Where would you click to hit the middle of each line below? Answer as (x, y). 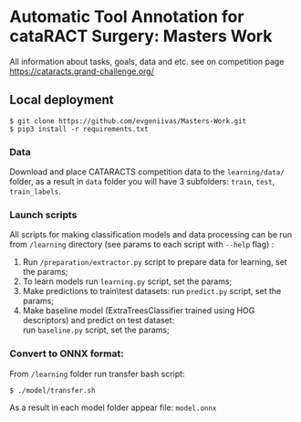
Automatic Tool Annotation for (127, 17)
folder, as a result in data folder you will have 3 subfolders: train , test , (142, 182)
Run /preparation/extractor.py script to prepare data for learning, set (155, 262)
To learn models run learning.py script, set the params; (127, 281)
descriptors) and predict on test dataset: (99, 321)
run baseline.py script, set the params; (96, 330)
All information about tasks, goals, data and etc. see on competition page (147, 61)
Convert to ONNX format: (67, 353)
